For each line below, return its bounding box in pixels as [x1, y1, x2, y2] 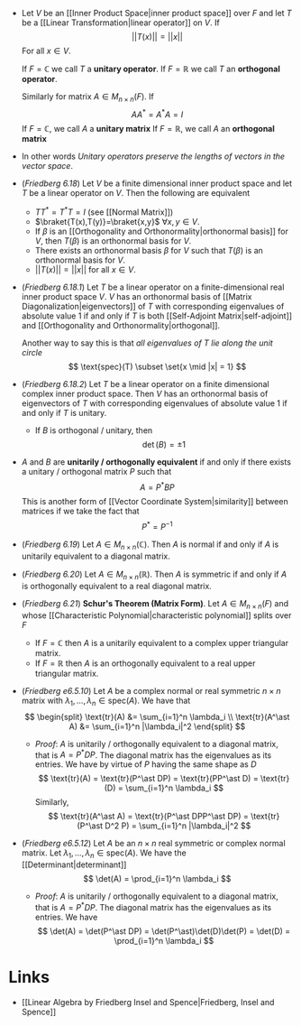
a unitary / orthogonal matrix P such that [21, 467, 172, 477]
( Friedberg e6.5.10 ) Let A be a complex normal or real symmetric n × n [21, 685, 281, 696]
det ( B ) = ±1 [141, 439, 187, 450]
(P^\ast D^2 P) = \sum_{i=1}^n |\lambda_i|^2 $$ [77, 820, 251, 831]
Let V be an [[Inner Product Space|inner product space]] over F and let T [21, 8, 292, 18]
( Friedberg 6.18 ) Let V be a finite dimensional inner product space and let [21, 178, 293, 189]
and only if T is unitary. [21, 408, 107, 419]
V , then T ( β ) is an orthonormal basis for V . [34, 236, 192, 246]
